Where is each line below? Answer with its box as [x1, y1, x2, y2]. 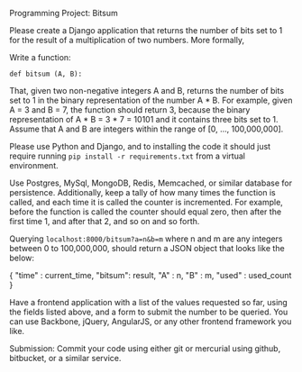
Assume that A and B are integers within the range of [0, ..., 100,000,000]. [9, 123, 284, 134]
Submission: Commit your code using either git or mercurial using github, [9, 343, 281, 354]
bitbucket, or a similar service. [9, 353, 122, 363]
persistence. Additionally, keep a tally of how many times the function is [9, 187, 277, 197]
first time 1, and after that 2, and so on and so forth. [9, 216, 200, 226]
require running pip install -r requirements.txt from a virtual [9, 150, 246, 161]
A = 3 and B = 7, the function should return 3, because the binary [9, 104, 251, 115]
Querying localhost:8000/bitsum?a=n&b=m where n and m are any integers [9, 233, 283, 244]
